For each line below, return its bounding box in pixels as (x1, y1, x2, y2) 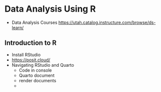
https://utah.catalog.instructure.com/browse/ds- (58, 19, 156, 25)
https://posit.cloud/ (11, 57, 51, 63)
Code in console (19, 67, 52, 73)
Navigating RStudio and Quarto (11, 62, 74, 68)
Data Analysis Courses (11, 19, 58, 25)
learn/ (11, 24, 24, 30)
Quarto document (19, 72, 55, 78)
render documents (19, 77, 57, 83)
